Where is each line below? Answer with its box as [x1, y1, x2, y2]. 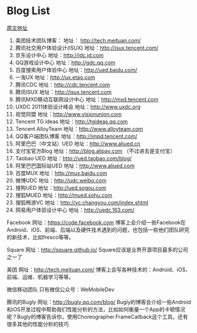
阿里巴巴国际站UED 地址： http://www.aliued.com [15, 162, 135, 169]
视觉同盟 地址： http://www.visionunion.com [15, 110, 122, 117]
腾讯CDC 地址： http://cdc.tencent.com [15, 81, 110, 88]
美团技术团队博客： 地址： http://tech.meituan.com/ [15, 37, 141, 44]
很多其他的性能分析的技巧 [6, 320, 69, 328]
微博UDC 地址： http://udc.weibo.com [15, 177, 107, 184]
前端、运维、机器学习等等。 [6, 273, 74, 281]
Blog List [6, 4, 50, 18]
